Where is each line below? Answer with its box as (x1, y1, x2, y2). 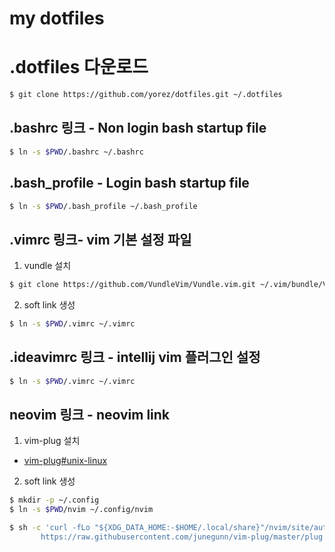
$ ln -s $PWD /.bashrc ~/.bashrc (9, 147, 144, 157)
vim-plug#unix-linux (23, 455, 108, 467)
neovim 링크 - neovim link (9, 407, 171, 424)
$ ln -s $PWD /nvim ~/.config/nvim (9, 505, 154, 515)
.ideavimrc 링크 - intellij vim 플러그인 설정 (9, 349, 261, 366)
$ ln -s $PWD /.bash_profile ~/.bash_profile (9, 201, 198, 211)
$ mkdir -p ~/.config (9, 495, 100, 506)
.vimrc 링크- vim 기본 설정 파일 (9, 231, 192, 248)
